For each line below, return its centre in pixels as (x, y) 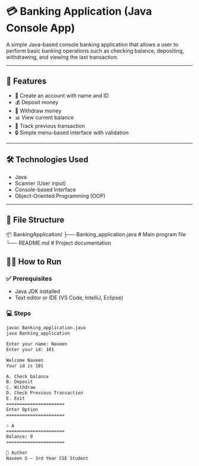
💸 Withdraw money (38, 111)
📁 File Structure (35, 220)
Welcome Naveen (25, 360)
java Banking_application (38, 333)
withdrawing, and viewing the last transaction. (62, 57)
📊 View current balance (44, 117)
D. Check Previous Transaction (45, 393)
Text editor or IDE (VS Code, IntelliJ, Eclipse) (69, 298)
